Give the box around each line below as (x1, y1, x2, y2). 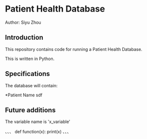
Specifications (5, 70, 50, 78)
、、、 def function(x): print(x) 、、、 (5, 129, 71, 135)
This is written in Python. (5, 56, 55, 62)
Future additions (5, 106, 56, 114)
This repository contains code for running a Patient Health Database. (5, 46, 143, 52)
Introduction (5, 33, 44, 42)
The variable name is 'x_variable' (5, 119, 70, 124)
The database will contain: (5, 82, 58, 88)
